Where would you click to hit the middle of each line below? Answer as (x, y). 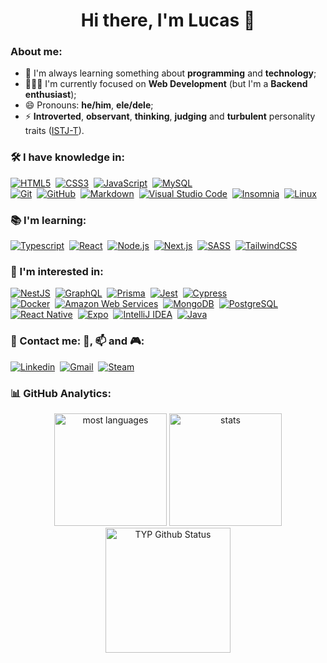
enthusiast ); (50, 95)
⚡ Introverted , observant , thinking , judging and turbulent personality (170, 116)
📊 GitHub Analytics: (61, 393)
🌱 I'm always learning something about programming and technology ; (170, 73)
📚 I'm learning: (48, 220)
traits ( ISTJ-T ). (54, 131)
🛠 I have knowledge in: (67, 157)
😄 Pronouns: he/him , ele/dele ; (89, 105)
